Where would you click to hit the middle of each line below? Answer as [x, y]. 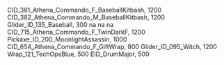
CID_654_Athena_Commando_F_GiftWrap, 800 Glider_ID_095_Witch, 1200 [112, 47]
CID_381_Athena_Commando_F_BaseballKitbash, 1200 [85, 10]
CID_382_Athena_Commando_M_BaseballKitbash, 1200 [86, 17]
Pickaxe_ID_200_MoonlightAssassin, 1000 [67, 39]
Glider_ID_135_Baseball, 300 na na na [61, 25]
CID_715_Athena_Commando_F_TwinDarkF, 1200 [77, 32]
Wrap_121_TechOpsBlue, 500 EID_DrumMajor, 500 [78, 54]
